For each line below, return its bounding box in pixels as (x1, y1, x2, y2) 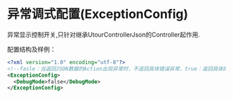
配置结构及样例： (7, 45, 56, 53)
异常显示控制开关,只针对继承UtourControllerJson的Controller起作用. (7, 30, 200, 39)
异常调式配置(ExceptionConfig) (7, 6, 189, 22)
